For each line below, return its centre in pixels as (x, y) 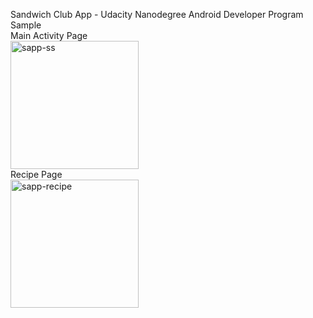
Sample (26, 25)
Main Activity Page (49, 35)
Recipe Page (36, 174)
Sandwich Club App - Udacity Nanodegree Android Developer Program (157, 14)
